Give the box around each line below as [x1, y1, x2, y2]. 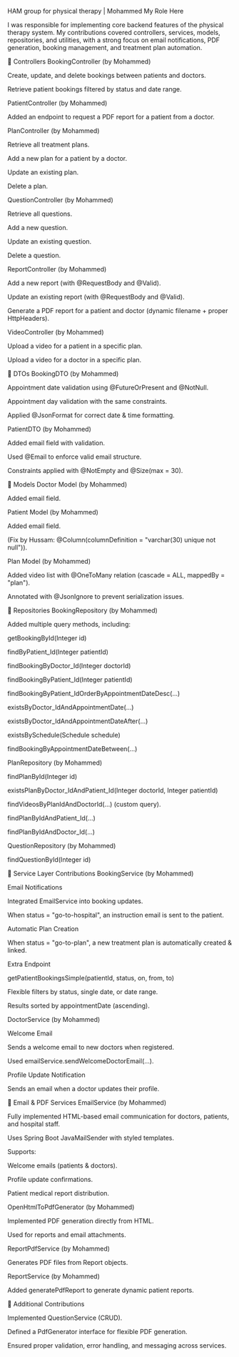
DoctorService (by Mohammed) [7, 1015, 101, 1023]
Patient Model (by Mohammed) [7, 508, 98, 516]
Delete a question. [7, 251, 61, 259]
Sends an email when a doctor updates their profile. [7, 1085, 160, 1093]
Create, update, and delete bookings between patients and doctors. [7, 71, 207, 79]
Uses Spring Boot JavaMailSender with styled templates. [7, 1133, 175, 1142]
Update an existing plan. [7, 168, 79, 177]
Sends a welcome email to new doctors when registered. [7, 1043, 175, 1051]
